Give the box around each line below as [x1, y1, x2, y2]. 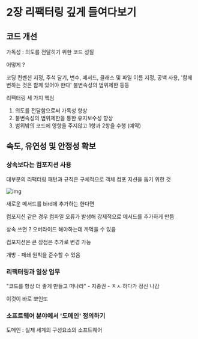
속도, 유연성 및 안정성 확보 [6, 141, 96, 151]
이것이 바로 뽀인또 [6, 295, 48, 302]
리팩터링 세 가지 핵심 [6, 94, 55, 101]
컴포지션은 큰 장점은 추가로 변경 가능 [6, 238, 91, 245]
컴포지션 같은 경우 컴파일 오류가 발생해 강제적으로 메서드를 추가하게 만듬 [6, 213, 175, 220]
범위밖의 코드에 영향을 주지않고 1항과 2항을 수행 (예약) [14, 122, 142, 129]
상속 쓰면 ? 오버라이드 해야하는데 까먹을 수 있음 [6, 225, 116, 233]
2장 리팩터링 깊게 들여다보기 [6, 5, 137, 19]
